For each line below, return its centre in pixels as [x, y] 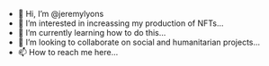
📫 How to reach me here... [68, 52]
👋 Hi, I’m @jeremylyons [61, 14]
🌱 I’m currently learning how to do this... [92, 33]
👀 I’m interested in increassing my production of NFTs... [121, 23]
